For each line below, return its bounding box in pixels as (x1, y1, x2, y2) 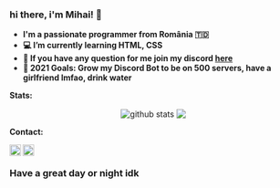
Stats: (9, 90, 34, 101)
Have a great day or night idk (9, 166, 140, 179)
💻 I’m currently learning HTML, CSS (22, 40, 163, 51)
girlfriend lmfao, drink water (22, 72, 132, 83)
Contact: (9, 126, 44, 137)
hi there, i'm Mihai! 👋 (9, 8, 103, 21)
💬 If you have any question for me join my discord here (22, 53, 233, 64)
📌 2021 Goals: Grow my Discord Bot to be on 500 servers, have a (22, 63, 272, 74)
